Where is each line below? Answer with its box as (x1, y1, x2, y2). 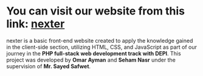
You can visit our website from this (6, 4, 185, 18)
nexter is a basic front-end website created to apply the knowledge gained (6, 37, 193, 44)
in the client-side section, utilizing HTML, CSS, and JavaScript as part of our (6, 43, 198, 51)
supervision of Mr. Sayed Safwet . (6, 62, 91, 70)
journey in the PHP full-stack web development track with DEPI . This (6, 49, 181, 57)
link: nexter (6, 17, 65, 31)
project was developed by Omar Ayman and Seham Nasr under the (6, 56, 176, 63)
